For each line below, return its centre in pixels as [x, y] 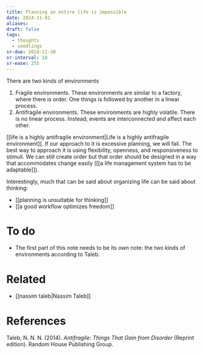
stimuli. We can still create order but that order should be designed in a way [101, 156]
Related [26, 279]
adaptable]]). [23, 170]
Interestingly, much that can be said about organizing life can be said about [101, 181]
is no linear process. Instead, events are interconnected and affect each [106, 119]
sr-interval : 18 [27, 58]
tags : [13, 35]
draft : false [23, 29]
